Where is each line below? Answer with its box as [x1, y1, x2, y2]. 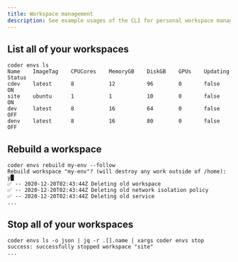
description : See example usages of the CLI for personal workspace [7, 17, 214, 24]
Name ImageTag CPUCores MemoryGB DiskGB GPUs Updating [7, 68, 230, 75]
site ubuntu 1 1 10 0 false [7, 93, 220, 100]
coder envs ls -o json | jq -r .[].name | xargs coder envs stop [7, 237, 204, 244]
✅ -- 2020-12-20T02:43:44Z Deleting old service [7, 193, 155, 200]
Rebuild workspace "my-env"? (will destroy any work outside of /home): [7, 168, 227, 176]
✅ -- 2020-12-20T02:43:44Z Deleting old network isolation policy [7, 187, 209, 194]
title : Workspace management [7, 10, 93, 18]
